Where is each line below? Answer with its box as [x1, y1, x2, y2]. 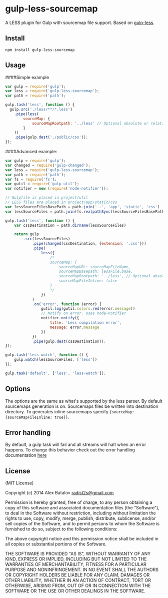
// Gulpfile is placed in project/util [5, 195, 88, 200]
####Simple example [5, 74, 49, 80]
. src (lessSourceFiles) [23, 236, 70, 242]
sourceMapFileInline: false [58, 278, 117, 283]
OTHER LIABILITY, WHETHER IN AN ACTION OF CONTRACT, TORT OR [5, 577, 151, 583]
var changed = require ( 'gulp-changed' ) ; [5, 163, 91, 168]
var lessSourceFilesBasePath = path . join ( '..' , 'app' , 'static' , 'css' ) [5, 204, 160, 209]
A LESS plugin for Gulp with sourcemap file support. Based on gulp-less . [5, 20, 155, 26]
